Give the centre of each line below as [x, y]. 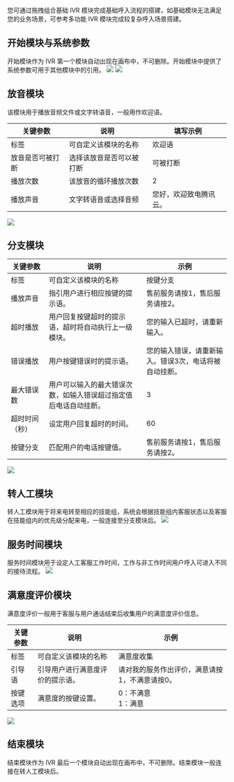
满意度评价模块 [39, 596]
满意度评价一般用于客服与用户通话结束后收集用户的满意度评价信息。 [105, 613]
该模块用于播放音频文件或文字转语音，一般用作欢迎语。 [86, 112]
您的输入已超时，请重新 [185, 322]
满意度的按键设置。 [69, 698]
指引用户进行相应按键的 [87, 293]
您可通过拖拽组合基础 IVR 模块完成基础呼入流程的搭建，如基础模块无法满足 [115, 10]
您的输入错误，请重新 [181, 351]
